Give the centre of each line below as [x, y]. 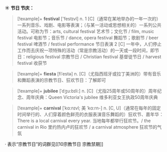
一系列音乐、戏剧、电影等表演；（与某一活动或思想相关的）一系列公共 [89, 25]
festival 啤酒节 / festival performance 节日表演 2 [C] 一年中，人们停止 [89, 44]
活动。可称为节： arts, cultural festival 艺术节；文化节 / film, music [86, 31]
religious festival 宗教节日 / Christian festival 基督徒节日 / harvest [94, 57]
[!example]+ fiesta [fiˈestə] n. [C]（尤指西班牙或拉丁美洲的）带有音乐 [89, 74]
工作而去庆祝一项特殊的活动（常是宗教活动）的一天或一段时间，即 [86, 50]
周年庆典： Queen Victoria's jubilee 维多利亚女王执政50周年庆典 [92, 97]
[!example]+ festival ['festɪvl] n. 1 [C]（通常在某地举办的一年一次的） [89, 19]
